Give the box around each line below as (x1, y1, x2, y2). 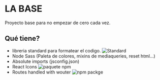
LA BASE (5, 3, 43, 15)
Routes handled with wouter (12, 69, 71, 75)
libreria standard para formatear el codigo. (12, 47, 101, 53)
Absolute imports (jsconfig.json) (12, 58, 80, 64)
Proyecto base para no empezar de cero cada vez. (5, 20, 111, 26)
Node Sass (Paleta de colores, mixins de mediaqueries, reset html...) (12, 53, 155, 59)
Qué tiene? (5, 34, 40, 43)
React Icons (12, 63, 38, 69)
